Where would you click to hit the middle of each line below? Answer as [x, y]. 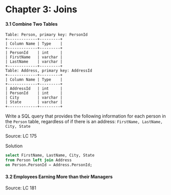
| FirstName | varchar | [34, 57]
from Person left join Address [39, 160]
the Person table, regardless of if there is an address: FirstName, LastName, [84, 122]
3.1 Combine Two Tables [31, 24]
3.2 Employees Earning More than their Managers [59, 177]
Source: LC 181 [21, 188]
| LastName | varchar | [34, 62]
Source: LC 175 [21, 136]
